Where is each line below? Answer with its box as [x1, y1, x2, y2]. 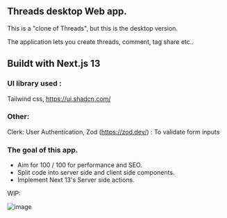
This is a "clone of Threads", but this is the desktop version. [7, 24, 178, 32]
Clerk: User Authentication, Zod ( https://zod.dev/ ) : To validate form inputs [7, 127, 220, 136]
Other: [7, 111, 30, 121]
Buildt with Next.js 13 [7, 58, 101, 70]
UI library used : [7, 79, 62, 88]
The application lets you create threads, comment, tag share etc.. [7, 38, 194, 46]
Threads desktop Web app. [7, 6, 127, 17]
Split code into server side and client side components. [17, 169, 175, 177]
